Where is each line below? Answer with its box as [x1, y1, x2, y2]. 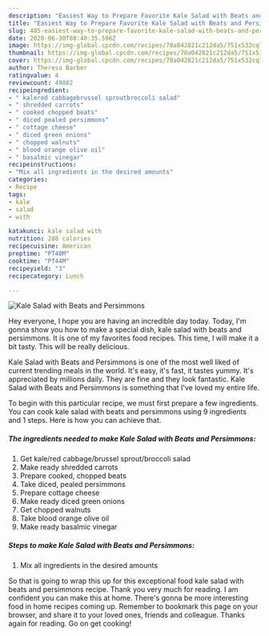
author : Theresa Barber [8, 64, 88, 72]
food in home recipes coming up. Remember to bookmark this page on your [8, 602, 259, 611]
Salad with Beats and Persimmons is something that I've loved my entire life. [8, 383, 260, 392]
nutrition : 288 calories [8, 235, 91, 243]
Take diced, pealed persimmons [19, 480, 126, 489]
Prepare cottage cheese [19, 488, 100, 497]
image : [8, 42, 30, 50]
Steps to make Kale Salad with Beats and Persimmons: [8, 540, 195, 549]
